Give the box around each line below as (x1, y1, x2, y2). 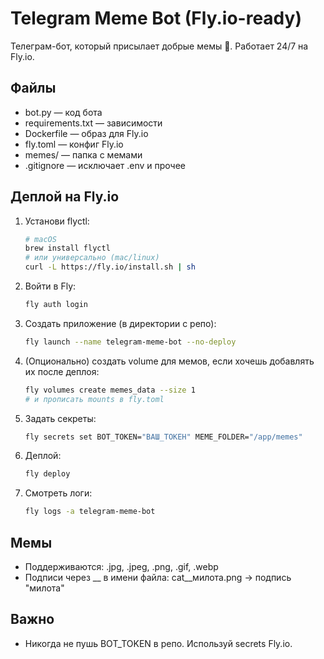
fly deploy (24, 469, 71, 479)
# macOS (24, 234, 57, 244)
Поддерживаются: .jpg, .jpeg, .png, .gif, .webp (24, 561, 219, 572)
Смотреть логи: (24, 487, 93, 499)
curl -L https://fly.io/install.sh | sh (24, 262, 196, 272)
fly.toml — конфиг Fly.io (24, 138, 124, 150)
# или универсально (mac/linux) (24, 253, 160, 263)
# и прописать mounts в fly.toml (24, 394, 165, 404)
